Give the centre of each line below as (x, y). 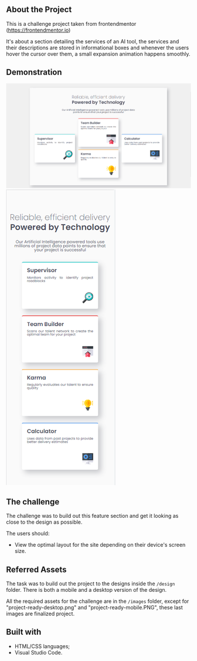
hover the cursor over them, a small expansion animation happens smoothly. (98, 54)
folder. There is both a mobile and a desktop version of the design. (86, 589)
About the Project (39, 10)
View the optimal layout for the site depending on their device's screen (100, 545)
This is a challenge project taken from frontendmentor (71, 23)
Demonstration (34, 72)
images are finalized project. (40, 613)
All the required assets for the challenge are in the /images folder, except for (98, 601)
